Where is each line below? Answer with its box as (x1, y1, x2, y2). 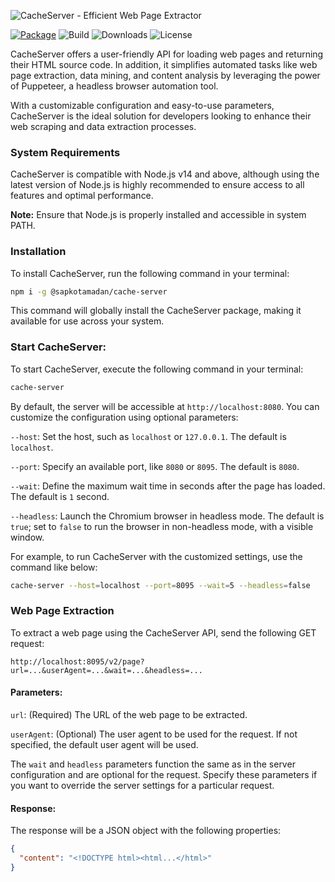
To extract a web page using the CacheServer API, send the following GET (10, 626, 317, 639)
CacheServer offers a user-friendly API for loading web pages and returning (10, 48, 324, 60)
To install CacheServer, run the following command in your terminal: (10, 267, 290, 279)
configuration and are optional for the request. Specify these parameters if (10, 769, 318, 781)
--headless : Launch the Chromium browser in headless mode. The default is (10, 510, 325, 522)
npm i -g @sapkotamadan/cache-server (10, 286, 168, 297)
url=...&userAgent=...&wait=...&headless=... (10, 665, 203, 675)
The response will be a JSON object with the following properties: (10, 825, 282, 837)
